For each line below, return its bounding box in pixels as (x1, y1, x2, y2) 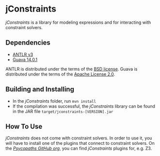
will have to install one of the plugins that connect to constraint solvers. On (5, 140, 155, 146)
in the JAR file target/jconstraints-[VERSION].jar (12, 108, 113, 114)
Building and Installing (5, 85, 75, 94)
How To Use (5, 122, 43, 130)
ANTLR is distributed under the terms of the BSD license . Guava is (5, 66, 138, 72)
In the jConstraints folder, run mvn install (12, 98, 96, 104)
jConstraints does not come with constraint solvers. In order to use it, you (5, 135, 152, 141)
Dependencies (5, 39, 50, 47)
